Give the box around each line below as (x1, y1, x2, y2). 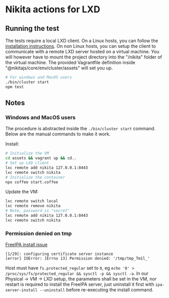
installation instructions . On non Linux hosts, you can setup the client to (5, 43, 156, 49)
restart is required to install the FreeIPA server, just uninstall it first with (5, 281, 155, 288)
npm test (5, 84, 24, 89)
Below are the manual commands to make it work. (5, 131, 111, 137)
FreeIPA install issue (5, 242, 48, 248)
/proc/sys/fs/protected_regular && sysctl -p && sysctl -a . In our (5, 270, 149, 276)
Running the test (5, 24, 59, 33)
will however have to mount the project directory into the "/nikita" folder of (5, 54, 162, 60)
